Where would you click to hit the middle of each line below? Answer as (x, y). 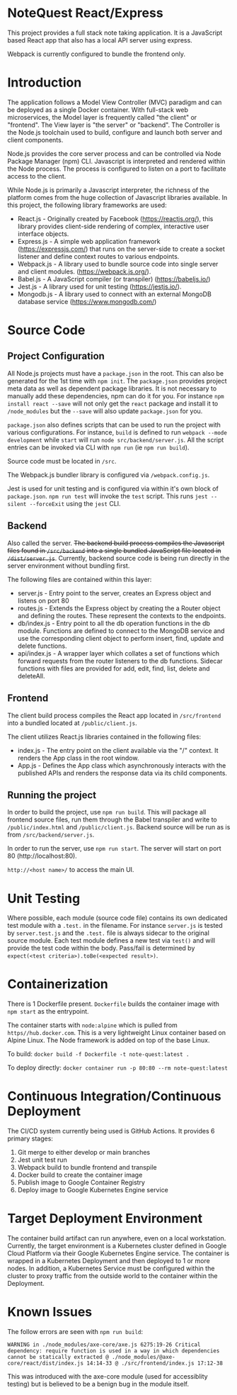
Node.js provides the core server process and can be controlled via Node (114, 153)
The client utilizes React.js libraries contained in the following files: (104, 736)
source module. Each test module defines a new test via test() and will (111, 941)
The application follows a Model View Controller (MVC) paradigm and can (115, 102)
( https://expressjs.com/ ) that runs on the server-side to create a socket (121, 249)
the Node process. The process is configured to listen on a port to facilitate (117, 169)
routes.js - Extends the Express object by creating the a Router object (119, 608)
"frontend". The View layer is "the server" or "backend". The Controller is (114, 125)
